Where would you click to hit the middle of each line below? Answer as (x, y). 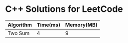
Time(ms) (49, 25)
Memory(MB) (81, 25)
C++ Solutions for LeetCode (64, 9)
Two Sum (19, 33)
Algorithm (20, 25)
